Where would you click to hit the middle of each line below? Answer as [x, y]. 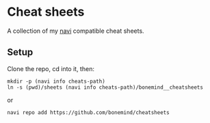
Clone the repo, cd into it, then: [51, 68]
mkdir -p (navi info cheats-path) [56, 81]
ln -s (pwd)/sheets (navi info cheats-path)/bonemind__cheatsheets [105, 87]
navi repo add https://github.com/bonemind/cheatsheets [88, 112]
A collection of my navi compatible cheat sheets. [76, 31]
